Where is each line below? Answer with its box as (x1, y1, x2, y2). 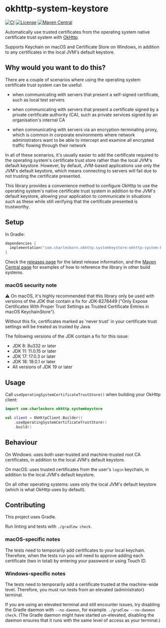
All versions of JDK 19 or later (12, 364, 73, 370)
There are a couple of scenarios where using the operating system (5, 76, 141, 82)
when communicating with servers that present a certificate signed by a (12, 106, 159, 112)
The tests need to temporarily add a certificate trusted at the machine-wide (5, 581, 159, 587)
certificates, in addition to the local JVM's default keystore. (5, 457, 125, 462)
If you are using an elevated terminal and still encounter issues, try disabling (5, 602, 160, 608)
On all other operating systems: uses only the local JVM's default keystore (5, 481, 157, 487)
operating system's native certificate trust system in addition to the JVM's (5, 188, 156, 194)
